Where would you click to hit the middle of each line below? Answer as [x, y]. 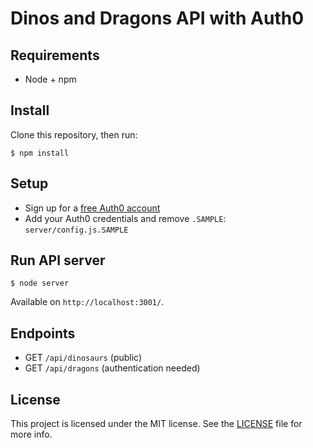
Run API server [58, 260]
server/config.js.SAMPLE [76, 230]
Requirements [55, 55]
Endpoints [43, 333]
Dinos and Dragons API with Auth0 [157, 18]
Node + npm [50, 79]
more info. [31, 434]
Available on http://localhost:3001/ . [87, 302]
